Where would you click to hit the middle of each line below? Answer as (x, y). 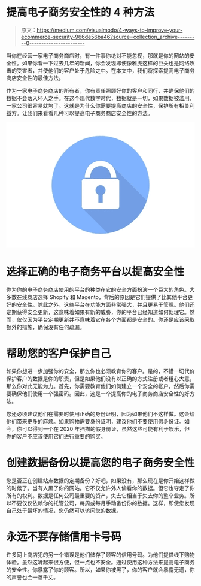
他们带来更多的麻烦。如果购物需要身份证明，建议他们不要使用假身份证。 (95, 421)
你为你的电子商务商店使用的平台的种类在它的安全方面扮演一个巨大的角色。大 (100, 289)
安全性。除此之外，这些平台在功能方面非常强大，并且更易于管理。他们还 (106, 304)
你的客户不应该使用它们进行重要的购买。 (56, 436)
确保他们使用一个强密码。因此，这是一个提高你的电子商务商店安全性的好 (100, 394)
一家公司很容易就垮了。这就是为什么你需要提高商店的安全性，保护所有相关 (98, 105)
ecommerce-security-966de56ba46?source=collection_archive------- (108, 37)
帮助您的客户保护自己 (59, 354)
